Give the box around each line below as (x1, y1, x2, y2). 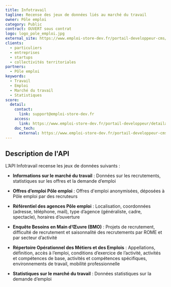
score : (5, 97, 19, 102)
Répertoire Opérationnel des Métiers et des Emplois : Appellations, (12, 245, 156, 251)
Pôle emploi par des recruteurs (12, 193, 78, 199)
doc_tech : (14, 126, 36, 131)
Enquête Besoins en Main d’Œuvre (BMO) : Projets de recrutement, (12, 224, 155, 230)
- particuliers (10, 45, 42, 50)
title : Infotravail (5, 7, 47, 13)
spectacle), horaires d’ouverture (12, 214, 80, 220)
